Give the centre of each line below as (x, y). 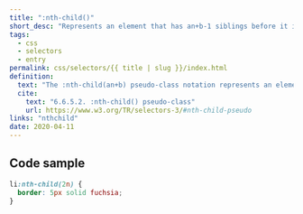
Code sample (47, 163)
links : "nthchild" (44, 118)
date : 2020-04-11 (42, 127)
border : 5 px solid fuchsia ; (70, 192)
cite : (28, 93)
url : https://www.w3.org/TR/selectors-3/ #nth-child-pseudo (139, 110)
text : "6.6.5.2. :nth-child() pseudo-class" (110, 102)
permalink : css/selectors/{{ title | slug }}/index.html (119, 69)
